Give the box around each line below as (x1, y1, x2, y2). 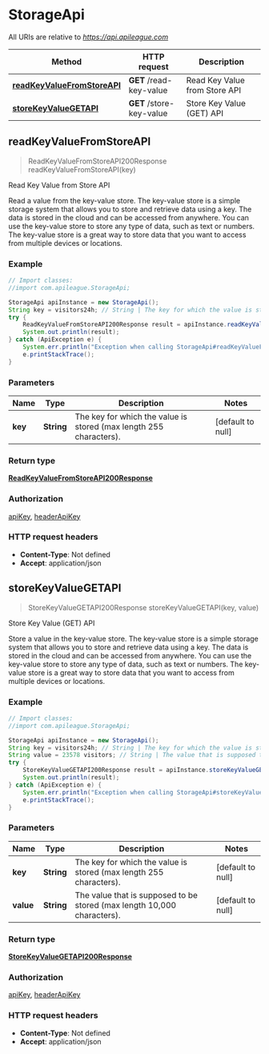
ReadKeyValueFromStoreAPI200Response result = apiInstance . (22, 320, 227, 329)
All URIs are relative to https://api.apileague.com (8, 32, 169, 42)
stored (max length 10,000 (74, 899, 177, 911)
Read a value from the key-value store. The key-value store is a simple (8, 195, 241, 205)
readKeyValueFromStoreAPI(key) (27, 164, 136, 174)
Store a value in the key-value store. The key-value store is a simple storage (8, 634, 259, 643)
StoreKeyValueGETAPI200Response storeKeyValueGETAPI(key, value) (27, 602, 259, 612)
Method (51, 56, 82, 67)
